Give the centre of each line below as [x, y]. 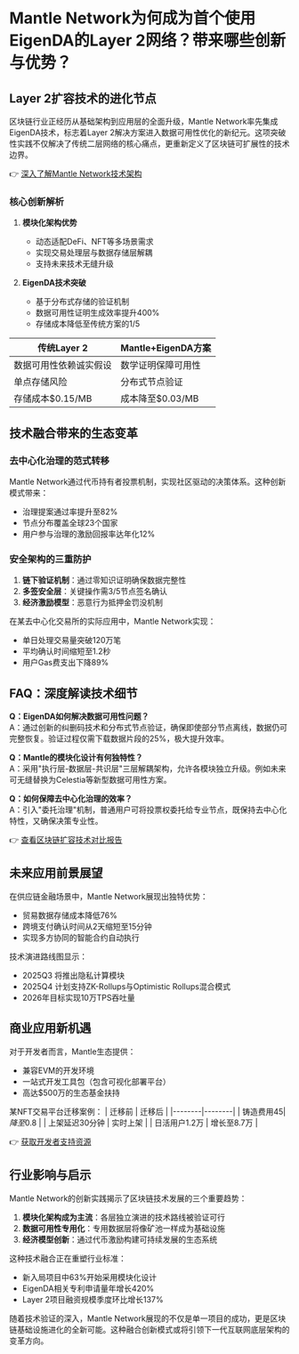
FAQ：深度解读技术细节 [73, 693]
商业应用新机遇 [50, 1028]
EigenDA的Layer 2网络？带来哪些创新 [148, 40]
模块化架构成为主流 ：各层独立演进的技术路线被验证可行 [123, 1217]
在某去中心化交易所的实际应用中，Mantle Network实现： [113, 621]
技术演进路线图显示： [48, 956]
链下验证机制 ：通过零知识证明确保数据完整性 [104, 580]
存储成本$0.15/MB [53, 399]
